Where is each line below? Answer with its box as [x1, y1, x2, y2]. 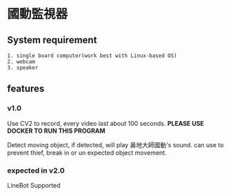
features [7, 83, 45, 95]
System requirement [7, 34, 97, 45]
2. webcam [7, 58, 36, 65]
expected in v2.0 [7, 166, 65, 175]
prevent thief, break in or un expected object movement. [7, 149, 167, 157]
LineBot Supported [7, 181, 61, 189]
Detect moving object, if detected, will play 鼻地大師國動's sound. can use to [7, 140, 224, 149]
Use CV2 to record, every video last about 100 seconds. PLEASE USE [7, 119, 205, 127]
